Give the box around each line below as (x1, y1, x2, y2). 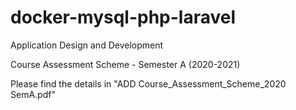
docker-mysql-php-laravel (10, 6, 237, 29)
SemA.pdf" (10, 88, 56, 100)
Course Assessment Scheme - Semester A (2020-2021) (10, 58, 241, 70)
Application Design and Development (10, 39, 164, 51)
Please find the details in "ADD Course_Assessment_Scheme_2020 (10, 77, 287, 90)
